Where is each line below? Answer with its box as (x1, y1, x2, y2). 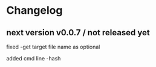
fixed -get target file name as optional (6, 43, 100, 50)
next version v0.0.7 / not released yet (6, 28, 150, 38)
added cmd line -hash (6, 55, 61, 62)
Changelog (6, 4, 63, 17)
